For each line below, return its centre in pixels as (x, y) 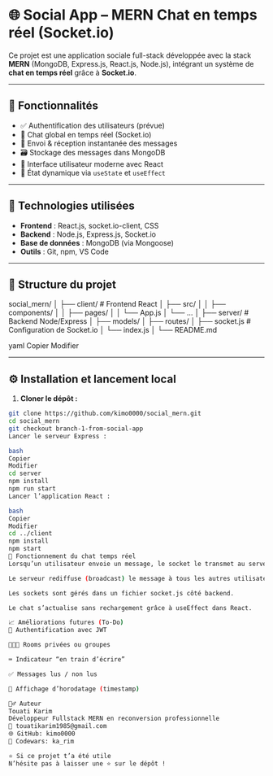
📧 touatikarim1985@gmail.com (58, 726)
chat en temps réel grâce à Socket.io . (72, 72)
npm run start (32, 489)
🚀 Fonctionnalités (54, 106)
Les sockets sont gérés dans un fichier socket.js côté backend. (121, 593)
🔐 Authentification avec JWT (58, 630)
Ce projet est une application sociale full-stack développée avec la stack (130, 55)
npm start (25, 549)
